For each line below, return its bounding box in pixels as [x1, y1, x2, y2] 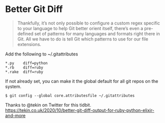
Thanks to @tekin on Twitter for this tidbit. [5, 101, 91, 108]
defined [17, 30, 34, 36]
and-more [5, 112, 26, 118]
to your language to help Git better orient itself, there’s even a [17, 25, 144, 31]
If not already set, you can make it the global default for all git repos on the [5, 78, 159, 84]
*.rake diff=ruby [5, 69, 43, 74]
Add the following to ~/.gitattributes [5, 51, 78, 57]
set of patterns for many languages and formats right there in [34, 30, 161, 36]
